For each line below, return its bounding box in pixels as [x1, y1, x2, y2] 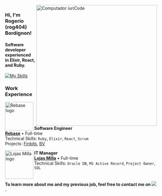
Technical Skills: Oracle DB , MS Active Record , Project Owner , [34, 160, 156, 166]
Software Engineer [34, 126, 73, 131]
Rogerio [5, 17, 24, 24]
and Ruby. [5, 62, 26, 68]
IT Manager [34, 150, 58, 156]
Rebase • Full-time [5, 130, 43, 136]
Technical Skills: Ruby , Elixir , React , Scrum [5, 136, 89, 141]
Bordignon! [5, 29, 32, 36]
